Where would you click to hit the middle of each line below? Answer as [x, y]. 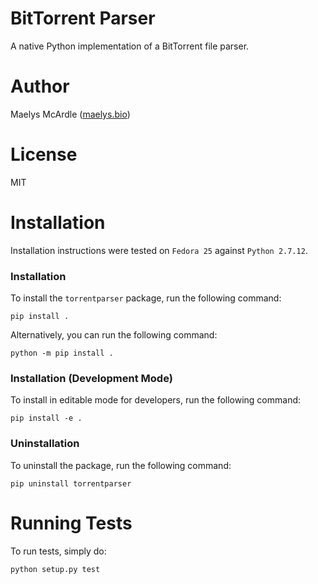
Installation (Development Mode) [91, 378]
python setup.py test [55, 569]
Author [40, 86]
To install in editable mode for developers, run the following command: [156, 400]
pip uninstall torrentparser [71, 483]
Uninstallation [45, 444]
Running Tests [71, 523]
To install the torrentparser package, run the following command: [146, 298]
